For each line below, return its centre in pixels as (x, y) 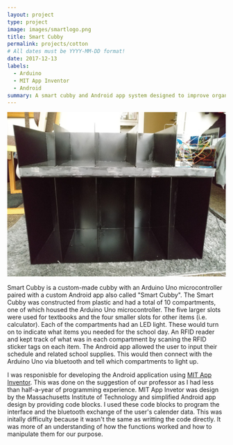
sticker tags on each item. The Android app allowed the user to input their (112, 347)
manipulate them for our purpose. (55, 434)
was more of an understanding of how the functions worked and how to (110, 427)
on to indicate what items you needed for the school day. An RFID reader (111, 332)
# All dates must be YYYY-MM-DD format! (67, 51)
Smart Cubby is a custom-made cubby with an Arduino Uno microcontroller (115, 288)
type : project (28, 22)
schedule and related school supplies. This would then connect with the (110, 354)
